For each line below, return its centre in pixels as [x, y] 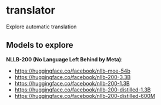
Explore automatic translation [41, 27]
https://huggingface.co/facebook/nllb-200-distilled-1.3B [83, 90]
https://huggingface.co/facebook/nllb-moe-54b [73, 71]
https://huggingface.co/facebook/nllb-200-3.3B [73, 77]
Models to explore [40, 45]
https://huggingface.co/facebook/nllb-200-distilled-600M [85, 96]
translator [31, 10]
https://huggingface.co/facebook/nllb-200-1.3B [72, 83]
